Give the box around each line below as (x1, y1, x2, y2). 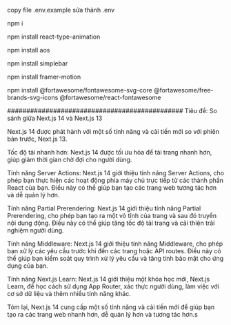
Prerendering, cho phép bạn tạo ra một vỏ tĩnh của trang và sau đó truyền (7, 212, 217, 219)
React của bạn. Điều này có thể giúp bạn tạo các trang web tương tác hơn (7, 184, 217, 192)
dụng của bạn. (7, 262, 48, 270)
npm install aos (7, 46, 50, 54)
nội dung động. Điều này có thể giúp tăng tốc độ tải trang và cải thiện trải (7, 219, 215, 227)
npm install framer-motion (7, 72, 81, 81)
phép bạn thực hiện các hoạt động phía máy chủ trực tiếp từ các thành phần (7, 176, 224, 184)
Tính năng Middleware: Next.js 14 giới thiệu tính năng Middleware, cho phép (7, 239, 223, 248)
